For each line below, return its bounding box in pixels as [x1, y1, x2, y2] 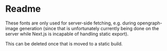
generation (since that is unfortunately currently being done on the [19, 25, 159, 31]
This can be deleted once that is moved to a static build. [5, 40, 123, 46]
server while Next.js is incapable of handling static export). [5, 31, 129, 37]
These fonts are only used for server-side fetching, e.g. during [5, 20, 136, 26]
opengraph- [137, 20, 162, 26]
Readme [5, 3, 41, 15]
